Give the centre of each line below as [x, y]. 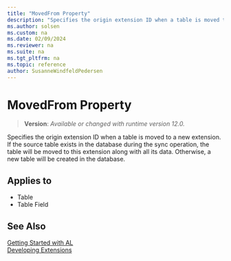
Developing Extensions [40, 250]
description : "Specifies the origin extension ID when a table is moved [113, 20]
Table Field [33, 205]
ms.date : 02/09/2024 [37, 39]
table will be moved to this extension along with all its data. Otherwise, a [109, 152]
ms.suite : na [26, 52]
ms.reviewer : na [30, 45]
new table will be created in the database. [66, 159]
